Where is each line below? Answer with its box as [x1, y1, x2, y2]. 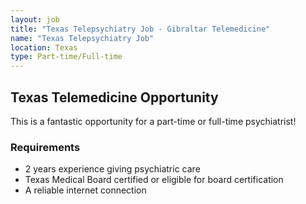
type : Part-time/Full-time [10, 52, 123, 62]
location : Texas [10, 42, 78, 53]
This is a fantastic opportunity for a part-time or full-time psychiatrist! [10, 115, 297, 127]
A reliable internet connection [24, 184, 147, 196]
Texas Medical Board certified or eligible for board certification [24, 174, 284, 186]
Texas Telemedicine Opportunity [10, 89, 219, 106]
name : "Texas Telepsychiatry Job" [10, 33, 155, 43]
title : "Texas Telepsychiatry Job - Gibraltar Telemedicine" [10, 24, 271, 34]
